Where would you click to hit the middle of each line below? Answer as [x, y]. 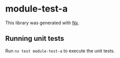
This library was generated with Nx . [42, 23]
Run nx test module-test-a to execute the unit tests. [60, 50]
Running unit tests [35, 39]
